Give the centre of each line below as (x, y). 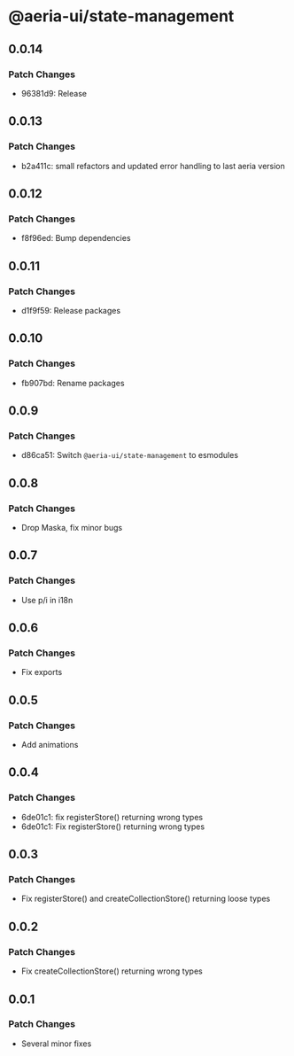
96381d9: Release (54, 93)
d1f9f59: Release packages (71, 310)
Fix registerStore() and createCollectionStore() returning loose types (146, 899)
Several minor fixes (56, 1044)
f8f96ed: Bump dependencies (76, 238)
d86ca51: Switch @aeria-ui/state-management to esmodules (130, 455)
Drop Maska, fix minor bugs (72, 528)
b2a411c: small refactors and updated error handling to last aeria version (153, 166)
